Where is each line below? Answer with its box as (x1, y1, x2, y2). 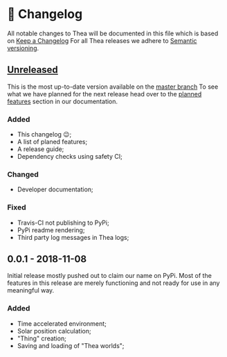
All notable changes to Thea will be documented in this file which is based (7, 29, 219, 37)
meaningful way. (7, 286, 55, 295)
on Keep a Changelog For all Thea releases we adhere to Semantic (7, 36, 197, 44)
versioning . (7, 44, 39, 52)
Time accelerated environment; (17, 319, 107, 328)
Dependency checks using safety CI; (17, 153, 122, 161)
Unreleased (7, 64, 59, 76)
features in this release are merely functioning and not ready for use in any (7, 279, 220, 287)
